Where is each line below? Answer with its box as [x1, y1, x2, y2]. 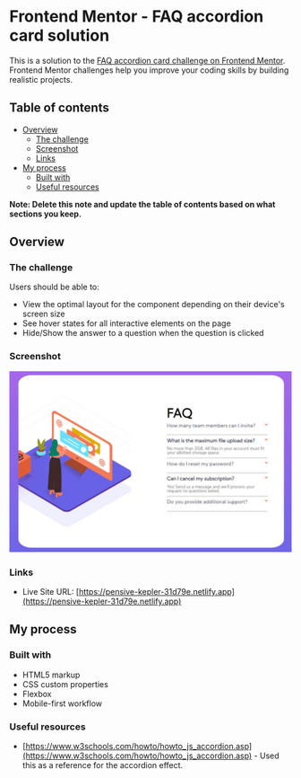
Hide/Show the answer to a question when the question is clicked [21, 328, 264, 339]
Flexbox [21, 688, 52, 699]
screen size [21, 308, 65, 320]
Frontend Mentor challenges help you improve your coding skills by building [9, 65, 289, 75]
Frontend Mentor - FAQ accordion [9, 6, 264, 27]
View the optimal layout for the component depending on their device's [21, 299, 285, 310]
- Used [254, 750, 279, 761]
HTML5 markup [21, 669, 81, 680]
